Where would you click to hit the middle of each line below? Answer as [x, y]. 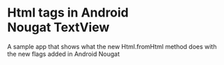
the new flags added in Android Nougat [64, 54]
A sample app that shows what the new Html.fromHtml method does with [112, 46]
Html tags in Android [68, 13]
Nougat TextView [58, 27]
